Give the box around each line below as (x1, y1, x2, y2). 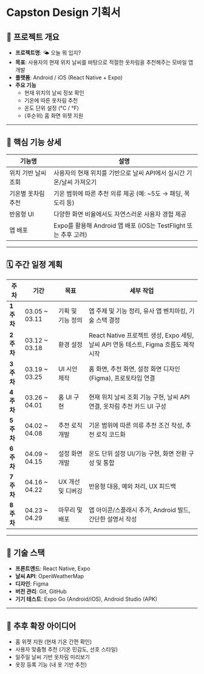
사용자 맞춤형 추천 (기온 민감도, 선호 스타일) (15, 646, 118, 653)
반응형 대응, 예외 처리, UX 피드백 (89, 482, 176, 490)
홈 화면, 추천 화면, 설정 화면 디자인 (89, 364, 180, 373)
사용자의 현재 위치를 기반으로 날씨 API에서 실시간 (53, 168, 185, 177)
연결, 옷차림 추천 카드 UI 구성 (89, 402, 167, 410)
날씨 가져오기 (61, 177, 97, 186)
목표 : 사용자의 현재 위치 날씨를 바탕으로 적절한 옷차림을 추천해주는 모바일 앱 (15, 59, 194, 66)
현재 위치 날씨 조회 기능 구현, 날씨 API (89, 393, 190, 401)
